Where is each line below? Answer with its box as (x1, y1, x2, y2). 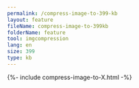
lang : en (7, 42, 32, 48)
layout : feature (7, 16, 53, 23)
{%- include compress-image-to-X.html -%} (7, 73, 132, 81)
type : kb (7, 55, 32, 61)
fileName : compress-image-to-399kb (7, 23, 109, 29)
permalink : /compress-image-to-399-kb (7, 10, 118, 17)
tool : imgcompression (7, 35, 69, 42)
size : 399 (7, 48, 36, 55)
